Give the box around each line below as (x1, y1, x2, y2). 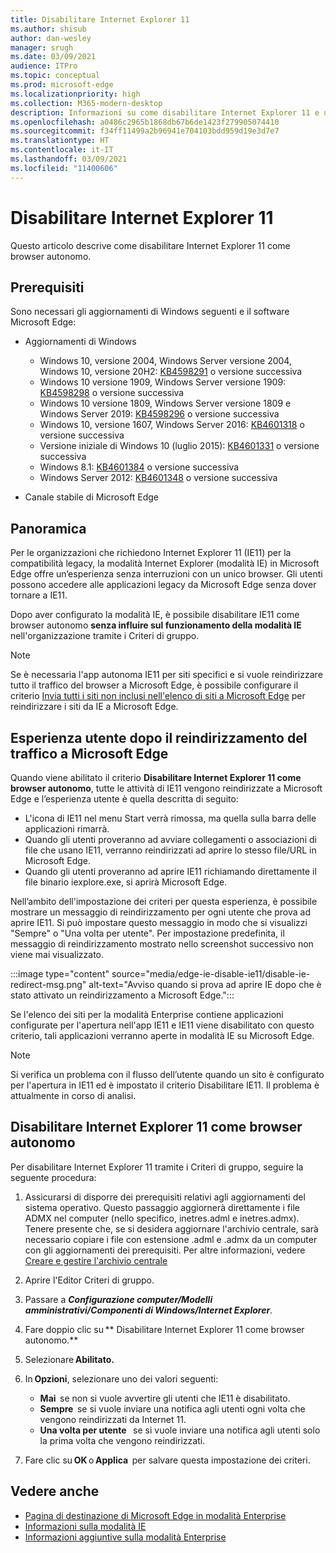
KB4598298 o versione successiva (39, 387, 185, 399)
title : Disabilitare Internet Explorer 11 (10, 14, 190, 25)
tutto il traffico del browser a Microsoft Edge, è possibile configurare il (10, 679, 299, 691)
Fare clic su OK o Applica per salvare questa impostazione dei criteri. (24, 1454, 311, 1466)
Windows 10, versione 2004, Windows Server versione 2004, (39, 355, 292, 367)
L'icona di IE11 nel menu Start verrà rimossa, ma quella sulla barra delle (24, 812, 317, 824)
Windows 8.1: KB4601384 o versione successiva (39, 461, 240, 473)
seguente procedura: (10, 1171, 97, 1183)
